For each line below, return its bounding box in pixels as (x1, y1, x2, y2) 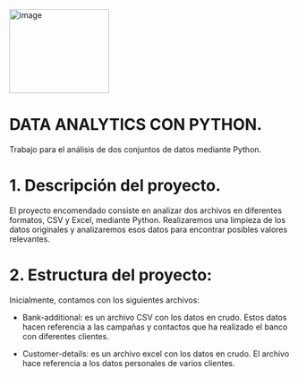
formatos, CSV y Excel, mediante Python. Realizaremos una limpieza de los (9, 214, 286, 225)
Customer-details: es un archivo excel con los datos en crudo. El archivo (21, 348, 290, 359)
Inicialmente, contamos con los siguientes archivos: (9, 295, 200, 305)
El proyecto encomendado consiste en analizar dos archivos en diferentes (9, 205, 283, 216)
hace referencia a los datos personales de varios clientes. (21, 357, 235, 368)
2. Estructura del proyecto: (9, 265, 213, 286)
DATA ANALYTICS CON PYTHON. (9, 115, 262, 135)
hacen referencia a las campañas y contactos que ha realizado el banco (21, 321, 288, 332)
